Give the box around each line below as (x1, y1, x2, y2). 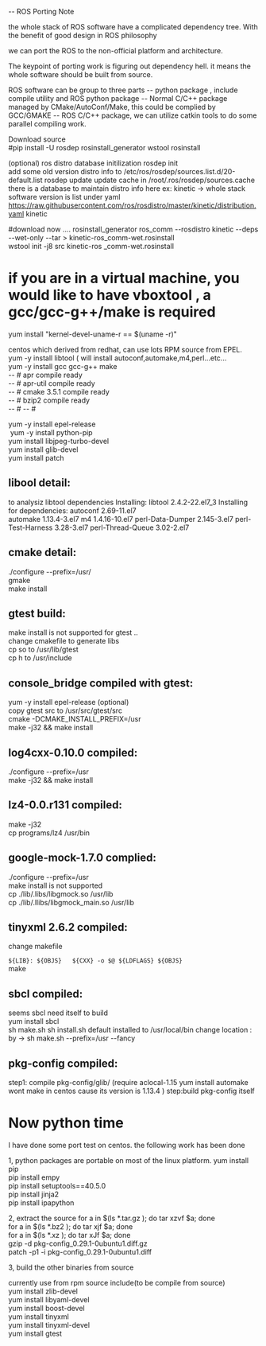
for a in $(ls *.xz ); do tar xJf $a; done (8, 1231, 131, 1239)
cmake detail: (8, 546, 77, 559)
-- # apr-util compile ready (8, 378, 95, 388)
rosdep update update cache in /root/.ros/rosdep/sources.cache (44, 175, 256, 185)
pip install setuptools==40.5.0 (8, 1181, 106, 1190)
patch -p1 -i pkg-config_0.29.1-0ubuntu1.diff (8, 1247, 152, 1256)
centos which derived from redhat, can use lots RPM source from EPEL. (8, 344, 242, 354)
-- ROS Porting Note (8, 7, 75, 16)
